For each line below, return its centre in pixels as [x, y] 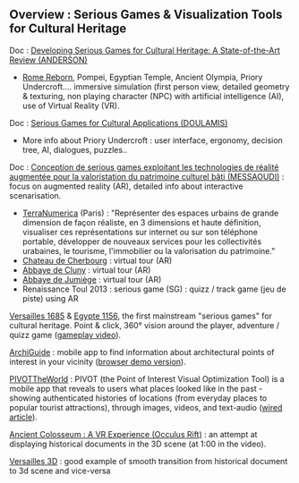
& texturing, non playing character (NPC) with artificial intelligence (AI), [153, 96]
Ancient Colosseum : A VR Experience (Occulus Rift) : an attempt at [133, 434]
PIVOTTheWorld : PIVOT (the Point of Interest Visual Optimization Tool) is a [147, 378]
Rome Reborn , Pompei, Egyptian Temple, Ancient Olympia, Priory [142, 77]
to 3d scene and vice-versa [60, 470]
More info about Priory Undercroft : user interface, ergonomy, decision [153, 140]
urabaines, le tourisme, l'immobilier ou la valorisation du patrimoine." [149, 250]
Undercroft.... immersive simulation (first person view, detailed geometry [156, 86]
